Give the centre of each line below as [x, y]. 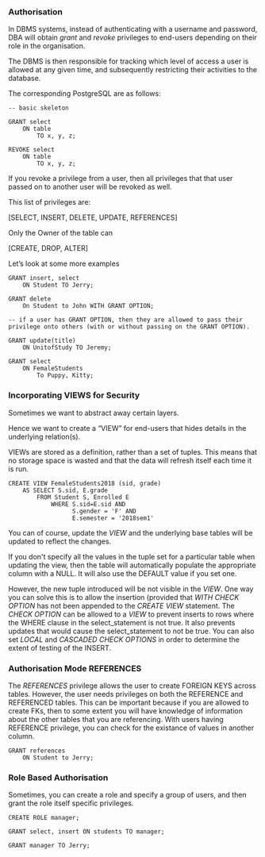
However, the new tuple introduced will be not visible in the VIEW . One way [131, 589]
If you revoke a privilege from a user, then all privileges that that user [121, 179]
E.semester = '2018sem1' [113, 518]
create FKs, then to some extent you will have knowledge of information [126, 711]
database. [25, 79]
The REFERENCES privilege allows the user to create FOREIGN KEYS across [132, 686]
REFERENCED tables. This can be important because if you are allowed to [129, 702]
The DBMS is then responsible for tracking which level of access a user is [129, 61]
